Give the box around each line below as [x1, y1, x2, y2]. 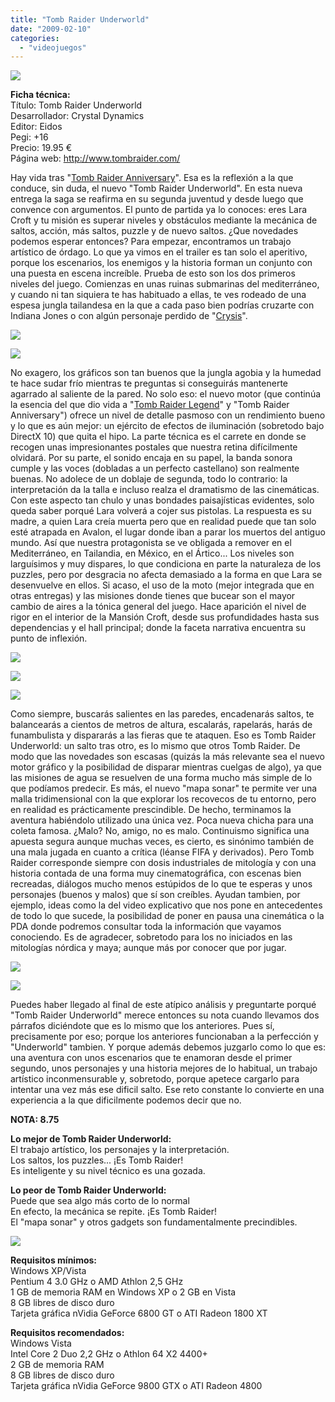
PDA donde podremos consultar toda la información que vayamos [10, 921, 282, 933]
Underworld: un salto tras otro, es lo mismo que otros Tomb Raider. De [10, 740, 301, 752]
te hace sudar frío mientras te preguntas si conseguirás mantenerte [10, 377, 288, 390]
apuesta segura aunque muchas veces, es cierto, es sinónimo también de [10, 836, 315, 848]
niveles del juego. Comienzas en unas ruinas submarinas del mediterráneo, [10, 278, 320, 290]
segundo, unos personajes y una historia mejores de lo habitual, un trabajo [10, 1062, 318, 1075]
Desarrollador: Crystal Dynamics [10, 110, 145, 122]
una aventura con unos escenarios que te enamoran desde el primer [10, 1052, 293, 1064]
